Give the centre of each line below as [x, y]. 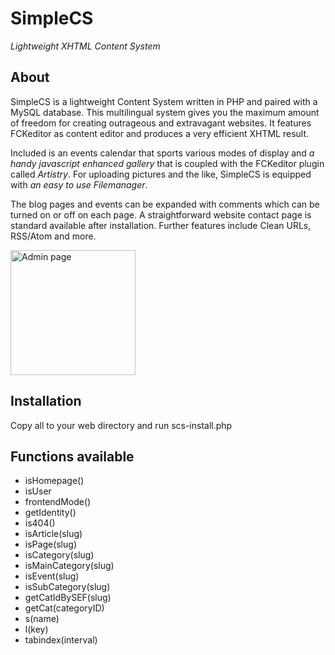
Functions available [72, 456]
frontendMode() [58, 502]
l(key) [36, 629]
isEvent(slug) [52, 576]
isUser [38, 491]
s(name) [42, 619]
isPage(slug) [50, 544]
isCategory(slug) [59, 555]
